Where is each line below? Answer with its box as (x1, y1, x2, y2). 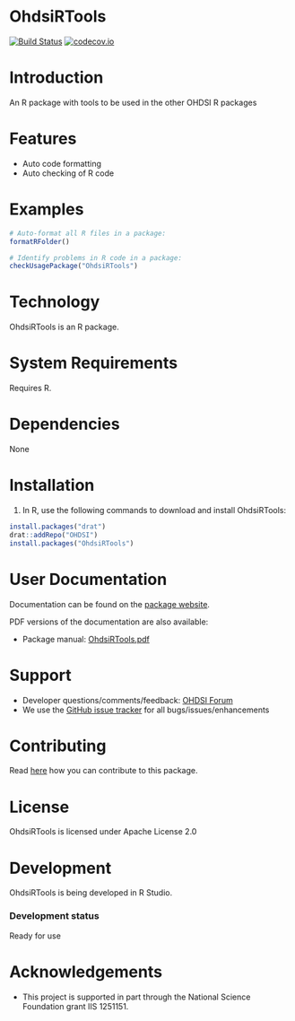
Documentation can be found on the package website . (9, 598, 211, 609)
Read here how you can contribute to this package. (9, 765, 198, 776)
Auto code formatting (22, 158, 101, 169)
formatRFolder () (9, 237, 70, 246)
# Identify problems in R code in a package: (9, 253, 182, 262)
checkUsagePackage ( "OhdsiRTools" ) (9, 262, 139, 271)
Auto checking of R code (22, 168, 115, 179)
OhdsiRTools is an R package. (9, 321, 119, 333)
